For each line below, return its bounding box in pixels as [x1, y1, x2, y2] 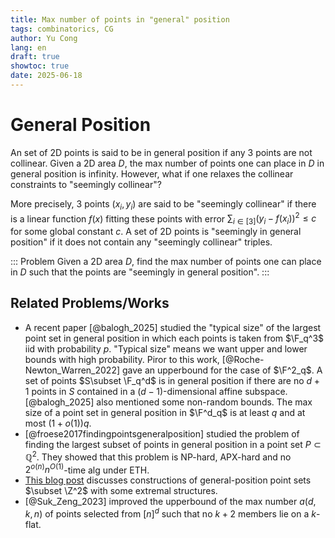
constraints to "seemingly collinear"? [10, 178, 162, 190]
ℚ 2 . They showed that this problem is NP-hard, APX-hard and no [24, 449, 292, 463]
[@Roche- [221, 353, 265, 365]
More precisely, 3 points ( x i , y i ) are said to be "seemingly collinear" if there [10, 197, 317, 212]
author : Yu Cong [10, 33, 78, 43]
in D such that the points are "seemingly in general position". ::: [10, 266, 270, 278]
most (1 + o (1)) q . [24, 417, 92, 429]
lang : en [10, 42, 47, 53]
